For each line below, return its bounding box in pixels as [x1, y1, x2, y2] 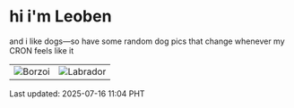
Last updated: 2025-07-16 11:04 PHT [9, 87, 145, 99]
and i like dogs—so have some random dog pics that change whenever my [9, 36, 285, 46]
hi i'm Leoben [9, 6, 112, 27]
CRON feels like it [9, 45, 74, 55]
